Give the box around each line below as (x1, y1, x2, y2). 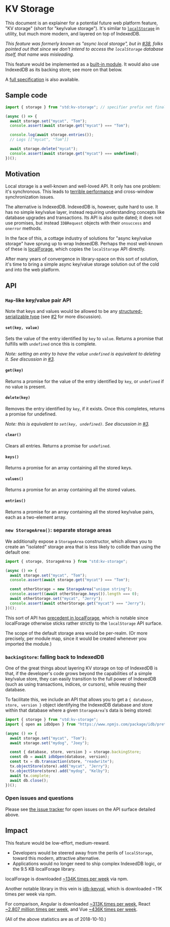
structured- (118, 308, 143, 314)
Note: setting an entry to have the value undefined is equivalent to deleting (5, 351, 161, 357)
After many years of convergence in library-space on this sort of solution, (5, 256, 158, 262)
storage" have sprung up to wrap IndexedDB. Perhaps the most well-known (5, 241, 163, 247)
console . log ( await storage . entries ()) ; (10, 133, 94, 138)
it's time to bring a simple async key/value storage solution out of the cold (5, 261, 159, 267)
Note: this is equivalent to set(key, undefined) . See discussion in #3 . (5, 421, 150, 427)
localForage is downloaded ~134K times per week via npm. (5, 876, 129, 882)
